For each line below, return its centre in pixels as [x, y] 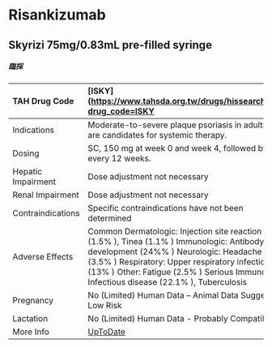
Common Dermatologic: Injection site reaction [175, 231]
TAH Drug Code [43, 101]
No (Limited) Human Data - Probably [158, 318]
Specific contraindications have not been [166, 208]
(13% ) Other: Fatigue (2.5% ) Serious [161, 272]
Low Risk [105, 305]
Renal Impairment [46, 195]
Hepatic [28, 171]
